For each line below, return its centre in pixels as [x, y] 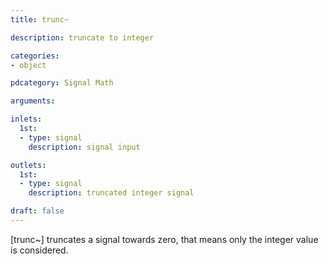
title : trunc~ [40, 19]
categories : [35, 56]
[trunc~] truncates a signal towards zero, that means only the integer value [164, 239]
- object [28, 65]
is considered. [39, 250]
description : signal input [84, 147]
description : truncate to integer [82, 37]
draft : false [37, 211]
